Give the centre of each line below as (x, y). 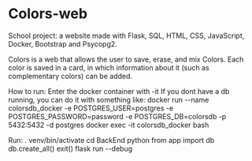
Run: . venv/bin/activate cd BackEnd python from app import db (111, 140)
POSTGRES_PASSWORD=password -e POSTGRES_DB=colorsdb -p (117, 116)
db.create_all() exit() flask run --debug (70, 148)
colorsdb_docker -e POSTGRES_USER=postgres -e (91, 108)
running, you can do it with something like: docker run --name (109, 99)
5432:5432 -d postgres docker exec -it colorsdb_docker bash (109, 125)
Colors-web (48, 14)
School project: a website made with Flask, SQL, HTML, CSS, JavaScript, (126, 36)
